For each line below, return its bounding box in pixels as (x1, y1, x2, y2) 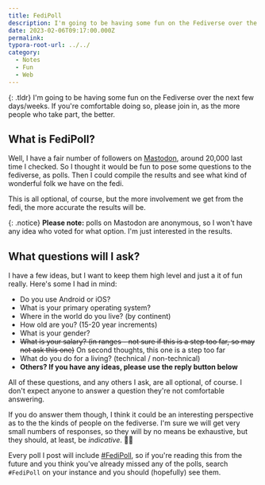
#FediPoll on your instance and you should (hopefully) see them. (8, 468, 221, 477)
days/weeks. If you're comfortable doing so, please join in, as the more (8, 101, 240, 111)
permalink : (8, 33, 44, 42)
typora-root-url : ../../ (8, 41, 90, 49)
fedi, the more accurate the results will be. (8, 203, 146, 212)
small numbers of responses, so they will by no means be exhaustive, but (8, 427, 248, 436)
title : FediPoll (8, 11, 62, 20)
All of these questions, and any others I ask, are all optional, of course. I (8, 378, 242, 387)
